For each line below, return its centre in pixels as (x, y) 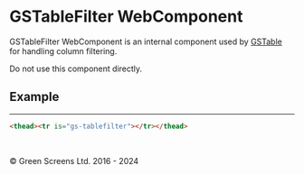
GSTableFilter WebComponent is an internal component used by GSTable (146, 41)
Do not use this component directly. (76, 69)
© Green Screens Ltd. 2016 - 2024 (74, 160)
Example (34, 97)
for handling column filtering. (63, 50)
